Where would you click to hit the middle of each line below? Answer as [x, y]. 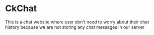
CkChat [21, 9]
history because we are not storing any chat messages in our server [75, 27]
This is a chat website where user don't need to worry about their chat [77, 22]
